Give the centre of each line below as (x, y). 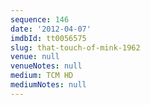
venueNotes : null (46, 66)
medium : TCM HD (42, 76)
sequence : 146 (40, 19)
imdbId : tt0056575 (48, 38)
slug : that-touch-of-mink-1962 (75, 47)
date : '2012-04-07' (51, 29)
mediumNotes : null (48, 85)
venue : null (35, 57)
